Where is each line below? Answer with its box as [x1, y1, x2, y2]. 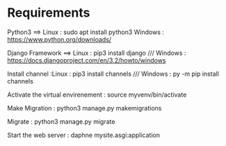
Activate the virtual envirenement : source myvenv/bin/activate [7, 90, 187, 99]
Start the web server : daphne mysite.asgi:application [7, 131, 160, 139]
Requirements [7, 5, 90, 21]
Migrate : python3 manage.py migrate [7, 117, 115, 126]
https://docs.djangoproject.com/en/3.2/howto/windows [7, 56, 166, 64]
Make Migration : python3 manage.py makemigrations [7, 104, 162, 112]
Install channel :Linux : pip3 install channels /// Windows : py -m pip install [7, 70, 219, 78]
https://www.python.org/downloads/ [7, 35, 112, 43]
